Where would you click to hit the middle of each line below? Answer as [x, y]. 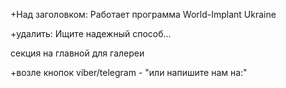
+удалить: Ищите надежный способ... [91, 33]
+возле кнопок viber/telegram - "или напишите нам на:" [129, 72]
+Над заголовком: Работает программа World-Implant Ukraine [143, 14]
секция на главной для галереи [77, 53]
